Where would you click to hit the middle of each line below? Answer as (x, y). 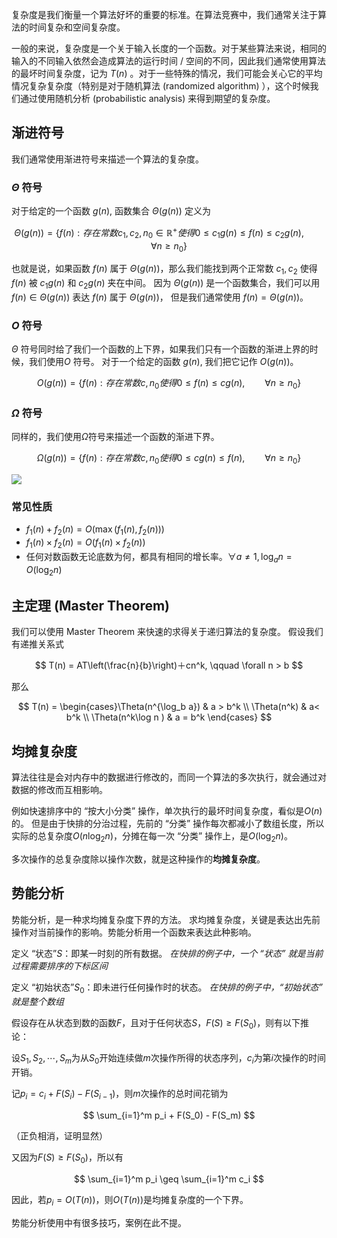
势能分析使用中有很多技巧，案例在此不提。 (99, 1222)
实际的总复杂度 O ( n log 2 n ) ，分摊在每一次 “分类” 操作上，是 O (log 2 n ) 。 (152, 837)
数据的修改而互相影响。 (59, 790)
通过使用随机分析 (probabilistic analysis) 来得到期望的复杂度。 (147, 98)
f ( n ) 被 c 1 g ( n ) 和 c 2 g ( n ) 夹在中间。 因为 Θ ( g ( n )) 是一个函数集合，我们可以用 (166, 284)
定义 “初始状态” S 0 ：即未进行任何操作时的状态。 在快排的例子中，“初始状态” (167, 988)
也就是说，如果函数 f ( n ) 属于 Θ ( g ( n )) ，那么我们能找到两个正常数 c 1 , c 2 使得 (164, 270)
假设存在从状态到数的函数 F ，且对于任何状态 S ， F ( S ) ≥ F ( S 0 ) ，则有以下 (156, 1023)
